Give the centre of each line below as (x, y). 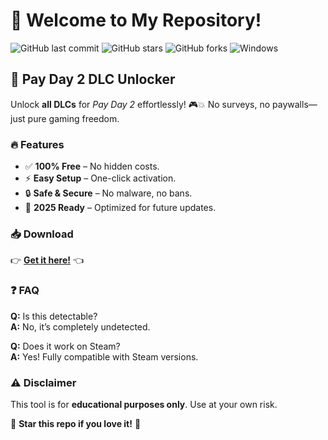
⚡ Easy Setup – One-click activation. (100, 178)
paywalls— (295, 104)
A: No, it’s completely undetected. (80, 326)
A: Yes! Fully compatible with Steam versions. (104, 356)
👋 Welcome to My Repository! (136, 20)
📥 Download (42, 234)
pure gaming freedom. (73, 118)
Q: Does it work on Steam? (65, 346)
